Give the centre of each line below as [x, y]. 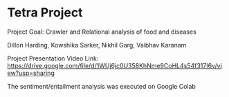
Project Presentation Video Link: [53, 58]
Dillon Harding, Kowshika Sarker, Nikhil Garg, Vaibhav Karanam [97, 45]
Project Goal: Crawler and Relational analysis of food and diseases [102, 32]
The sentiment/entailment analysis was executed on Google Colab [101, 86]
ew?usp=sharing [31, 73]
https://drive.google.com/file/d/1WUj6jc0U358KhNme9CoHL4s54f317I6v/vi [115, 65]
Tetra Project [45, 13]
